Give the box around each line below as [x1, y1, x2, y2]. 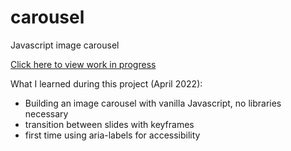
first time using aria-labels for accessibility [24, 129, 201, 141]
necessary [24, 107, 69, 120]
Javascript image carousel [10, 39, 120, 51]
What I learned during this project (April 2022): [10, 77, 203, 90]
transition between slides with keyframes [24, 118, 195, 130]
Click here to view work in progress [10, 58, 157, 70]
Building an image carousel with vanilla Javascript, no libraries [24, 97, 282, 109]
